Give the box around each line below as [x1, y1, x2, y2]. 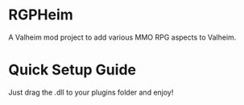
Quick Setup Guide [8, 61, 137, 79]
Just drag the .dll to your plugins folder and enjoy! [8, 87, 174, 97]
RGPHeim [8, 6, 74, 24]
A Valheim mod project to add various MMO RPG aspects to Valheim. [8, 32, 237, 42]
